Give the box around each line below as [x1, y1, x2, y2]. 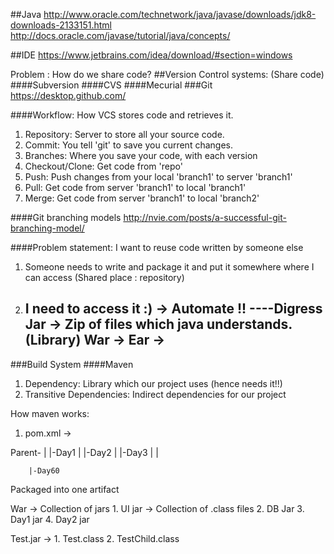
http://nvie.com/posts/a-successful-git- [123, 212, 287, 223]
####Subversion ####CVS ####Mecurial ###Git [10, 79, 213, 91]
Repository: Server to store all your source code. [24, 129, 225, 140]
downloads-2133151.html [10, 19, 112, 31]
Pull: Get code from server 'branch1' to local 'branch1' [24, 182, 247, 193]
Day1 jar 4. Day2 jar [10, 513, 90, 525]
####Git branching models [10, 212, 122, 223]
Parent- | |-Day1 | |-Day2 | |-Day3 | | [10, 446, 159, 458]
